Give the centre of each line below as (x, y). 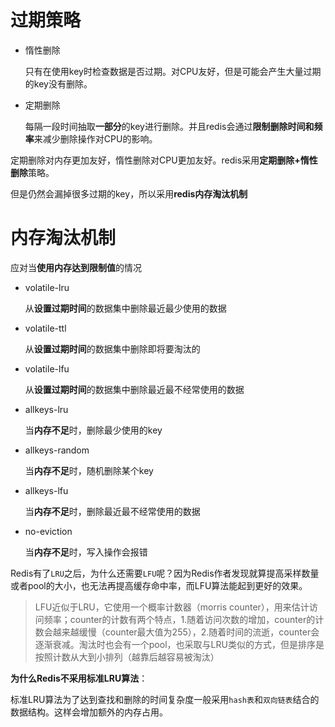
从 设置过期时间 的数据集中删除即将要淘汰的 (112, 348)
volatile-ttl (45, 328)
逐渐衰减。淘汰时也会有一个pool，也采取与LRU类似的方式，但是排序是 (179, 644)
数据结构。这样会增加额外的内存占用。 (89, 712)
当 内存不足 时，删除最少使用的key (93, 430)
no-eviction (48, 531)
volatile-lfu (47, 368)
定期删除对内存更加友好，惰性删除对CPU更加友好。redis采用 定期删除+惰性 (164, 160)
